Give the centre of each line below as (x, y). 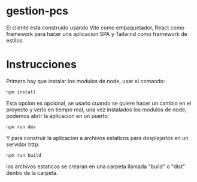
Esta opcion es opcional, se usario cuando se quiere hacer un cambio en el (99, 103)
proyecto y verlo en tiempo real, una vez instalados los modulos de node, (96, 110)
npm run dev (21, 127)
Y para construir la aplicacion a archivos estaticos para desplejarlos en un (97, 138)
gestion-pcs (37, 11)
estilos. (15, 40)
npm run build (24, 155)
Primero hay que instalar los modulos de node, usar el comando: (86, 81)
